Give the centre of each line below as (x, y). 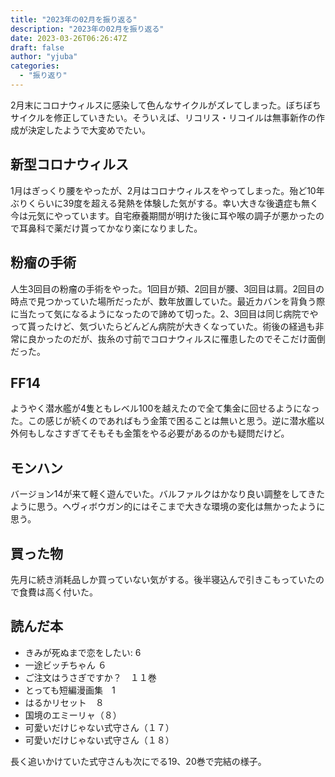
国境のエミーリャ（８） (73, 715)
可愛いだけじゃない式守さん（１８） (99, 740)
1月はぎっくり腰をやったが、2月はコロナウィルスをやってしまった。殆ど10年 (167, 190)
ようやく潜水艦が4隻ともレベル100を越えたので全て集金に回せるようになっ (165, 408)
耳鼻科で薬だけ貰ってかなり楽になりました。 (110, 228)
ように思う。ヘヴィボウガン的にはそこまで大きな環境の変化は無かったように (168, 507)
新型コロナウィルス (69, 164)
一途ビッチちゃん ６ (65, 665)
